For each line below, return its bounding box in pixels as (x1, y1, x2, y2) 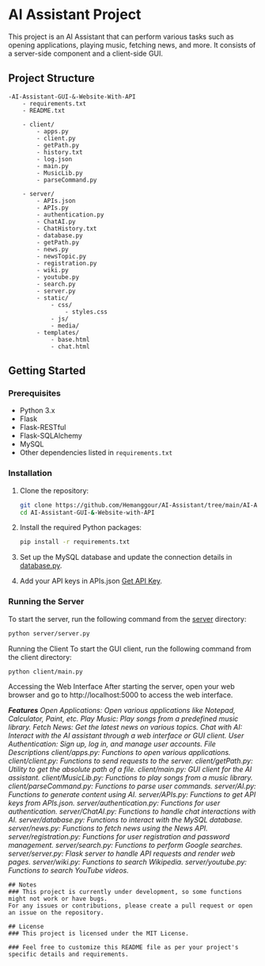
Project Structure (8, 71, 95, 85)
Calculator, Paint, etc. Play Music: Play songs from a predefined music (8, 714, 239, 723)
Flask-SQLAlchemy (19, 431, 83, 441)
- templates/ (36, 328, 80, 336)
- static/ (36, 293, 69, 302)
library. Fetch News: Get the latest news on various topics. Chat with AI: (8, 723, 243, 732)
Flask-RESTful (19, 423, 66, 432)
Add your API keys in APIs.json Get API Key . (19, 577, 162, 586)
